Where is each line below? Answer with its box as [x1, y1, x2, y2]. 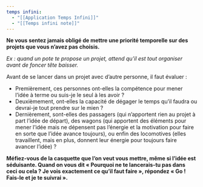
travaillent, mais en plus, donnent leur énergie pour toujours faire [15, 137, 177, 144]
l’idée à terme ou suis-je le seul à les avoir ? [15, 92, 125, 99]
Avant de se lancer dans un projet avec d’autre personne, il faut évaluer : [6, 73, 187, 81]
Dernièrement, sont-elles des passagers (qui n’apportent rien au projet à [15, 110, 196, 118]
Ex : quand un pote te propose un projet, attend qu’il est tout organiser [6, 55, 183, 63]
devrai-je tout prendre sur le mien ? [15, 104, 104, 112]
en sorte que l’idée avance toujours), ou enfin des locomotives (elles [15, 130, 187, 137]
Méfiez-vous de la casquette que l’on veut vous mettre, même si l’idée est [6, 155, 196, 162]
